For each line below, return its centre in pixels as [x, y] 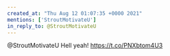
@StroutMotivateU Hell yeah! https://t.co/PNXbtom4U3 [85, 46]
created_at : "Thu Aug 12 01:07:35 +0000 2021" [75, 13]
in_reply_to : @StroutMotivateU [52, 26]
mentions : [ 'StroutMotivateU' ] [52, 20]
